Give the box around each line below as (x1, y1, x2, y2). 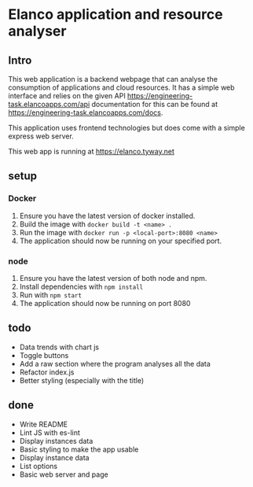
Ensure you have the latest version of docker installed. (19, 211, 196, 220)
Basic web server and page (19, 470, 108, 479)
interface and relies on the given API (8, 91, 126, 100)
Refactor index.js (19, 367, 75, 377)
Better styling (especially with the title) (19, 375, 145, 385)
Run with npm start (19, 290, 82, 300)
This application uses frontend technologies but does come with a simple (8, 124, 245, 132)
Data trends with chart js (19, 342, 100, 352)
